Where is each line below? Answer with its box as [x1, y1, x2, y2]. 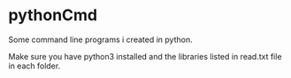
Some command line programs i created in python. [8, 34, 193, 45]
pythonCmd [8, 5, 98, 25]
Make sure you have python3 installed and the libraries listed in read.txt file [8, 51, 282, 61]
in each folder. [8, 60, 61, 71]
